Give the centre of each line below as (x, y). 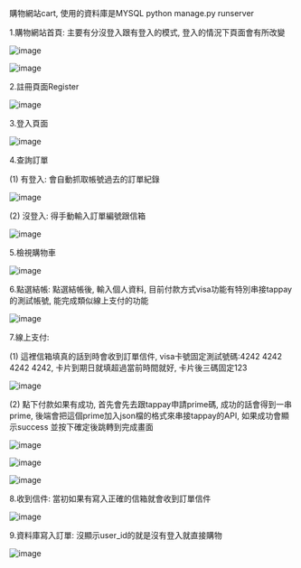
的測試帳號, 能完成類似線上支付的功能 (79, 300)
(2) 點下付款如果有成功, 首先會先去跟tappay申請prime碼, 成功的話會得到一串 (150, 404)
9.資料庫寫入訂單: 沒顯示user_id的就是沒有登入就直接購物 (116, 535)
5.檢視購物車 (33, 252)
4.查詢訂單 (29, 160)
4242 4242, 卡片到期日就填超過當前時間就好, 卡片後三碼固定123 (128, 368)
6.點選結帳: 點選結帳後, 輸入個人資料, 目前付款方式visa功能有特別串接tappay (150, 289)
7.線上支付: (29, 337)
